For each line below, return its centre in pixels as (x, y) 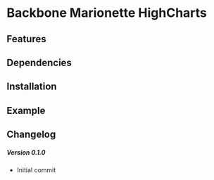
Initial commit (36, 170)
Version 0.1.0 (26, 152)
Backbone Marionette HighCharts (107, 13)
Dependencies (39, 62)
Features (26, 39)
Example (26, 110)
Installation (32, 87)
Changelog (31, 135)
